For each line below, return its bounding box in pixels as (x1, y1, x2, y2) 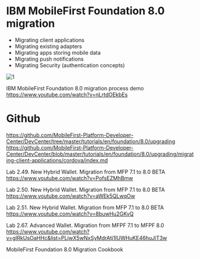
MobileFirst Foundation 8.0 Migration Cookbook (6, 245, 123, 253)
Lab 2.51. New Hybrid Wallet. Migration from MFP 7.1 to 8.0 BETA (6, 204, 164, 211)
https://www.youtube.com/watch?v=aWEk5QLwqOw (6, 192, 136, 200)
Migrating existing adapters (14, 43, 82, 50)
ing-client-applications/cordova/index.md (6, 156, 108, 164)
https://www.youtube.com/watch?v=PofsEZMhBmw (6, 174, 133, 182)
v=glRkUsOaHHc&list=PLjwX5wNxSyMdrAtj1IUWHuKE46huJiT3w (6, 234, 167, 241)
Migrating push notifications (14, 55, 85, 62)
